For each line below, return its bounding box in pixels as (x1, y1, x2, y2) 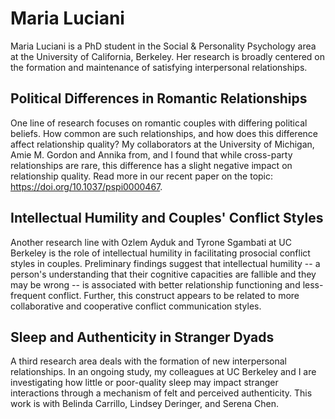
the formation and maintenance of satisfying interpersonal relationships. (10, 61, 308, 73)
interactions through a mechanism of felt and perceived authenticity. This (10, 387, 313, 399)
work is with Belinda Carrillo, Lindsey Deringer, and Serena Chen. (10, 398, 280, 410)
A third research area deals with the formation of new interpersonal (10, 355, 287, 367)
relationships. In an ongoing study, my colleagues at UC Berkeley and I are (10, 366, 317, 378)
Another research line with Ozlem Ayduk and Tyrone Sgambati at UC (10, 236, 292, 248)
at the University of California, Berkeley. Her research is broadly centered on (10, 50, 326, 62)
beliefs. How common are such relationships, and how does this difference (10, 127, 318, 139)
